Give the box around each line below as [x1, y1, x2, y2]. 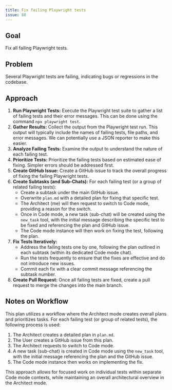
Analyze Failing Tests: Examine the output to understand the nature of [12, 145, 163, 152]
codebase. [5, 79, 28, 85]
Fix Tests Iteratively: [12, 238, 58, 245]
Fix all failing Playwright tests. [5, 45, 68, 51]
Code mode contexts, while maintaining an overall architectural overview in [5, 374, 164, 380]
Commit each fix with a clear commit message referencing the [20, 266, 152, 272]
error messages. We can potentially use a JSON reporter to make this [12, 135, 160, 141]
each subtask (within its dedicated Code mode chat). [20, 249, 132, 255]
